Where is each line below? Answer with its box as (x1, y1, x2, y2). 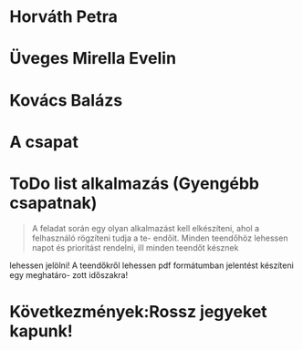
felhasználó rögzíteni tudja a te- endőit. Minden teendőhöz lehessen (31, 232, 288, 243)
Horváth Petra (9, 6, 119, 27)
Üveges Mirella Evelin (9, 48, 176, 69)
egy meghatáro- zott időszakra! (9, 269, 129, 280)
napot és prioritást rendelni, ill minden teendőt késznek (31, 242, 239, 252)
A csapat (9, 131, 79, 152)
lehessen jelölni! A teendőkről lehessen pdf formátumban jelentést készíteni (9, 260, 294, 271)
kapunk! (9, 321, 73, 341)
